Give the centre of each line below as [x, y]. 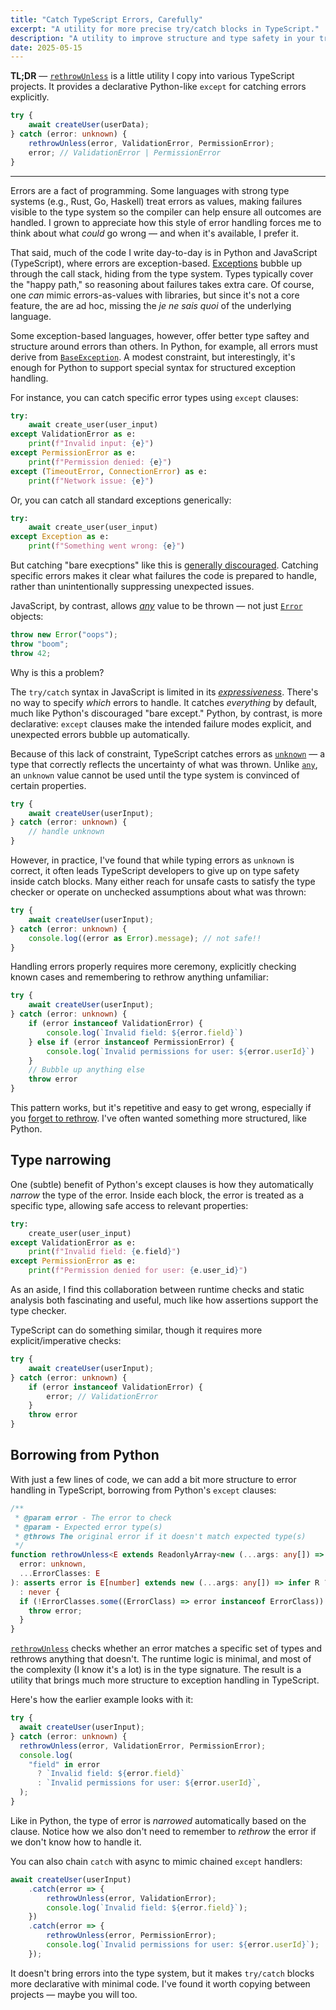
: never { [39, 1592]
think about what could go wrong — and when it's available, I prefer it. [154, 233]
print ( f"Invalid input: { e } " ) [91, 444]
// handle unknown [66, 832]
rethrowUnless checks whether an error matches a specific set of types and [166, 1648]
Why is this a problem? [57, 672]
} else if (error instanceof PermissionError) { [131, 1042]
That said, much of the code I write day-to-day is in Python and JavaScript [164, 252]
